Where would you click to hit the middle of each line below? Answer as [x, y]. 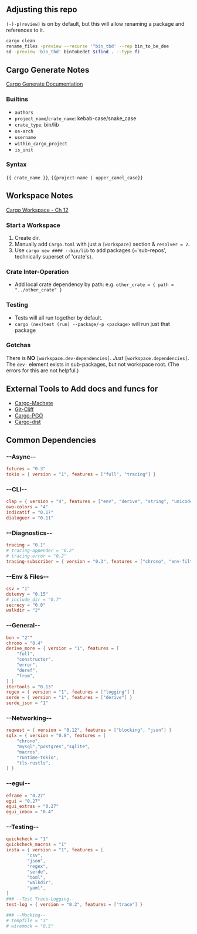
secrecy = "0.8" [26, 605]
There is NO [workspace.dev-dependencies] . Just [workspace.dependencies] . [98, 358]
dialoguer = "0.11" [30, 518]
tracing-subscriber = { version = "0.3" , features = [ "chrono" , [86, 561]
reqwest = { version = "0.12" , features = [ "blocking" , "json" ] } [89, 730]
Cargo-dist [28, 422]
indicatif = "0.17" [30, 512]
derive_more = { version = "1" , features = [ [62, 648]
